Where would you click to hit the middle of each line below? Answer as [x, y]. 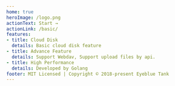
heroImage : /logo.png [34, 18]
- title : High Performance [40, 62]
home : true [20, 12]
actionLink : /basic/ [32, 29]
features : [19, 35]
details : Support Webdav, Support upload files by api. [84, 57]
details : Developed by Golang [50, 68]
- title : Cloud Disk [32, 40]
